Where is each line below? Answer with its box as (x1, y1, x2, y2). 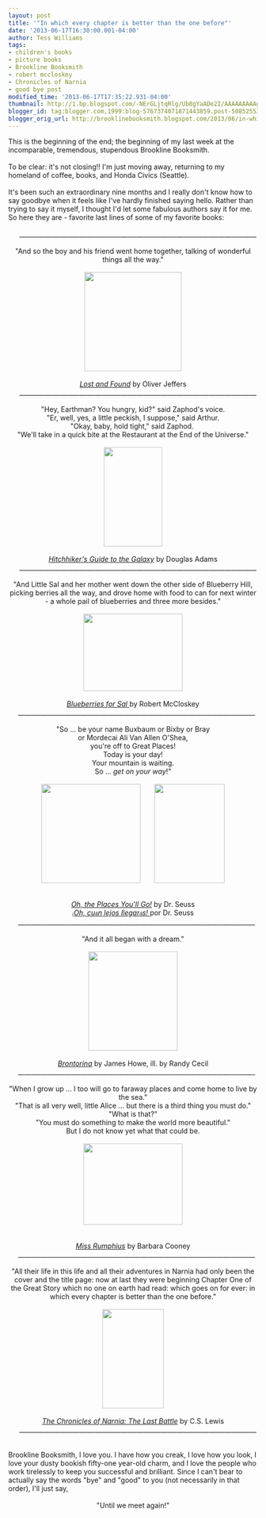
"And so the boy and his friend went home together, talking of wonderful (15, 246, 251, 256)
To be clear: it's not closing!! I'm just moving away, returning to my (8, 162, 225, 171)
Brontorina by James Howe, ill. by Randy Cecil (58, 1059, 208, 1068)
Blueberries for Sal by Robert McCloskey (66, 699, 199, 709)
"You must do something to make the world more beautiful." (35, 1117, 231, 1127)
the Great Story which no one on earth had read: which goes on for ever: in (10, 1283, 256, 1293)
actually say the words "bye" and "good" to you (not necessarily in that (8, 1475, 240, 1485)
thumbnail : (8, 100, 44, 108)
